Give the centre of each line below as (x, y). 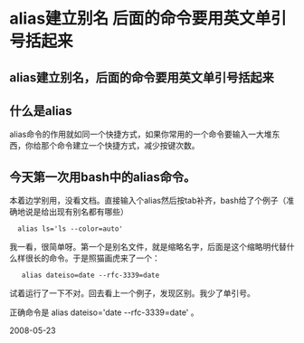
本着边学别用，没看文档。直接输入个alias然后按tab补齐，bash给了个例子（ (148, 201)
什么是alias (41, 111)
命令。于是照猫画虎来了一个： (104, 258)
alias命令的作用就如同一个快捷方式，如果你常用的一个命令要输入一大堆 (141, 134)
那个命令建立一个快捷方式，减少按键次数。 (120, 146)
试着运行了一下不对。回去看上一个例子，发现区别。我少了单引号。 (132, 293)
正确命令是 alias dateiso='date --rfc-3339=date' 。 (104, 312)
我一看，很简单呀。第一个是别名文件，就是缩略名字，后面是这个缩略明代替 (148, 247)
